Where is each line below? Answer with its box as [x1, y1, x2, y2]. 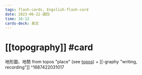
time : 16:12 [5, 16, 29, 21]
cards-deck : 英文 [5, 21, 39, 26]
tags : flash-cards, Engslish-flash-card [5, 7, 89, 12]
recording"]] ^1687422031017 [5, 64, 65, 70]
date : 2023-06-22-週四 [5, 12, 50, 17]
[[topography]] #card [5, 42, 93, 53]
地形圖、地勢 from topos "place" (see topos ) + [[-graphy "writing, [5, 59, 138, 65]
